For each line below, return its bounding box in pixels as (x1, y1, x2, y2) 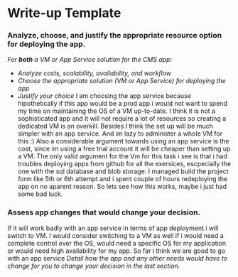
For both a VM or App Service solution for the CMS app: (7, 55, 173, 64)
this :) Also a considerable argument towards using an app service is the (17, 137, 229, 146)
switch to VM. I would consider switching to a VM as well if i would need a (7, 231, 224, 239)
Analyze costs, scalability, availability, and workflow (17, 69, 172, 77)
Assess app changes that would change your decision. (7, 207, 201, 217)
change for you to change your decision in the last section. (7, 261, 180, 270)
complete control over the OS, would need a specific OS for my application (7, 239, 227, 247)
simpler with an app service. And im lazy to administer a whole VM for (17, 129, 222, 138)
